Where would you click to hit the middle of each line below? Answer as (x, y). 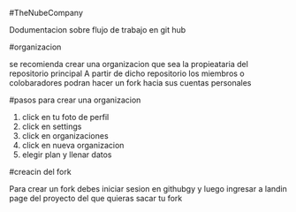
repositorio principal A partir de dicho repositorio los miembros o (127, 73)
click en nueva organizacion (73, 145)
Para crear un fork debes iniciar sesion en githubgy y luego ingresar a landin (148, 189)
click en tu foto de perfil (65, 117)
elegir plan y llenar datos (67, 155)
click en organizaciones (65, 136)
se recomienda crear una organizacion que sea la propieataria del (129, 64)
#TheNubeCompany (46, 13)
